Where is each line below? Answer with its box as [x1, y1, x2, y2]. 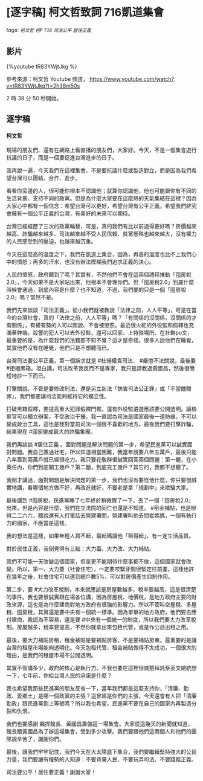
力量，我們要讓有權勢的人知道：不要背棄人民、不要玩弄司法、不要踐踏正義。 [6, 756, 197, 763]
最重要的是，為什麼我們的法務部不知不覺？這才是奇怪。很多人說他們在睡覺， [6, 336, 197, 344]
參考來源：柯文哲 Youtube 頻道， [6, 75, 89, 82]
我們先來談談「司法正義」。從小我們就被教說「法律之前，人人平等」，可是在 [6, 306, 192, 314]
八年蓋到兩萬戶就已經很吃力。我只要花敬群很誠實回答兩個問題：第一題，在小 [6, 456, 197, 463]
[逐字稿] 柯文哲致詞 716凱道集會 [6, 5, 164, 19]
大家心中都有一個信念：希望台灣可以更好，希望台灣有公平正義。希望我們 [6, 202, 186, 210]
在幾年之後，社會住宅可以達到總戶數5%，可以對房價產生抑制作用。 [6, 573, 174, 580]
